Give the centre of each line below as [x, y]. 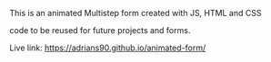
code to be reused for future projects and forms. [100, 30]
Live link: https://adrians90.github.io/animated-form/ [108, 48]
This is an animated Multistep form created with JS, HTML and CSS [135, 13]
